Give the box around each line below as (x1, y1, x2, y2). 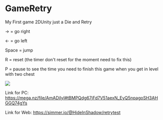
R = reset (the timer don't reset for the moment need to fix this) (5, 56, 132, 62)
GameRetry (5, 3, 52, 14)
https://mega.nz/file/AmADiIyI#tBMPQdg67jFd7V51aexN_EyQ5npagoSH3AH (5, 95, 158, 101)
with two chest (5, 71, 35, 77)
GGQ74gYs (5, 100, 28, 106)
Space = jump (5, 47, 33, 53)
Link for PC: (5, 89, 29, 95)
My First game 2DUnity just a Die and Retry (5, 19, 92, 25)
